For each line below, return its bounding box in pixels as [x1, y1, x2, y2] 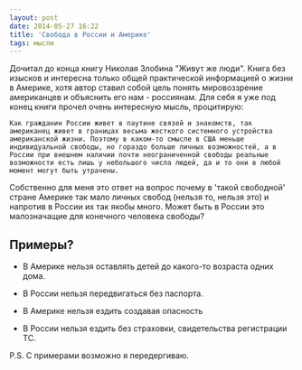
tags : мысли [9, 38, 54, 48]
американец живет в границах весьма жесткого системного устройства [9, 127, 273, 136]
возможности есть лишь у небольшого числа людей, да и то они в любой [9, 159, 281, 168]
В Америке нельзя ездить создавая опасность [22, 306, 203, 317]
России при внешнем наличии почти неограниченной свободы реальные [9, 151, 269, 160]
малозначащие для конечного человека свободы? [9, 211, 205, 222]
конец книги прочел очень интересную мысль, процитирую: [9, 101, 244, 113]
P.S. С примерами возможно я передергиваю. [9, 350, 190, 361]
